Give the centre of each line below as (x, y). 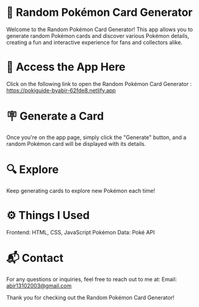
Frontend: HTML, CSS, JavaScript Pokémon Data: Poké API (81, 232)
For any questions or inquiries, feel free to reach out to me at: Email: (92, 279)
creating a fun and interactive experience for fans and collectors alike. (95, 42)
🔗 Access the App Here (66, 67)
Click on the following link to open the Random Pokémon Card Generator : (99, 84)
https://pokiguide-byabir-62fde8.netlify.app (61, 90)
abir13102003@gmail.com (39, 286)
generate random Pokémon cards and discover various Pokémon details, (98, 35)
